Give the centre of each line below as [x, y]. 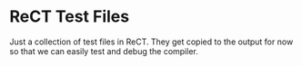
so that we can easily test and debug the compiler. [104, 51]
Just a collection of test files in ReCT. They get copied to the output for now [151, 42]
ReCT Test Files [70, 17]
